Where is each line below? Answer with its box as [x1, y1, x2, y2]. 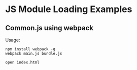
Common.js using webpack [5, 24, 94, 32]
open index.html [5, 60, 40, 65]
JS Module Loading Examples [5, 4, 132, 15]
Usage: [5, 37, 20, 43]
